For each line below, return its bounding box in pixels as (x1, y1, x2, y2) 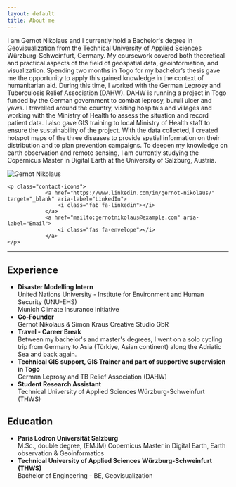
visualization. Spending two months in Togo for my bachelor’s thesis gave (7, 66, 221, 75)
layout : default (7, 10, 55, 18)
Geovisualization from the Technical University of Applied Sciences (7, 44, 202, 52)
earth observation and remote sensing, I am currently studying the (7, 148, 199, 157)
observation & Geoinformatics (17, 449, 104, 457)
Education (7, 415, 53, 427)
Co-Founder (17, 312, 54, 321)
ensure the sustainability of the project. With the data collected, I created (7, 126, 218, 134)
